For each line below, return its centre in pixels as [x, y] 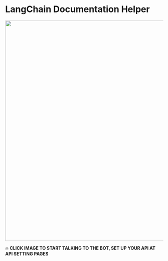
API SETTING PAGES [27, 253]
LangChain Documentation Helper [77, 9]
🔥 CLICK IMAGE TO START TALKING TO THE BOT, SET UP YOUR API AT [80, 248]
